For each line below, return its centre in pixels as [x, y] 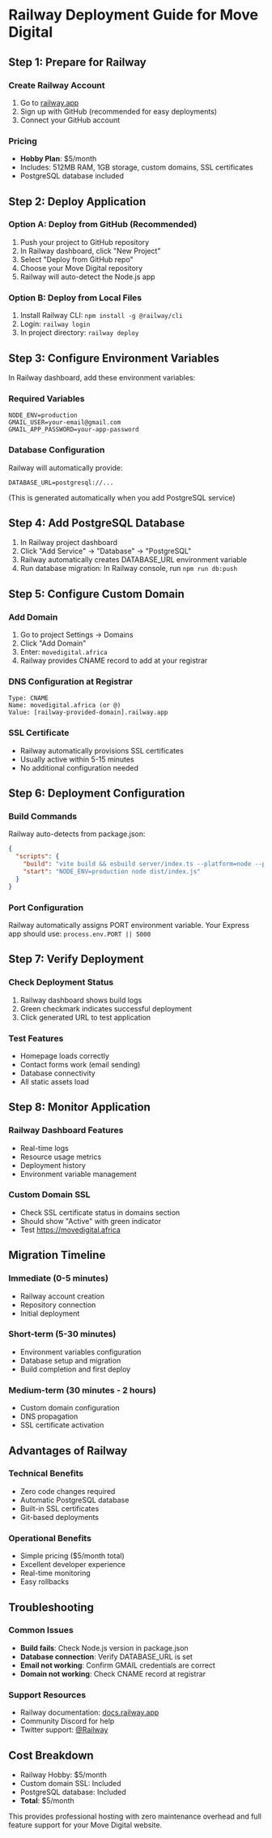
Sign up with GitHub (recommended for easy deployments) [118, 111]
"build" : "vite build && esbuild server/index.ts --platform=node [137, 864]
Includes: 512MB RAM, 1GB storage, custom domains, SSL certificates [136, 167]
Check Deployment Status [61, 982]
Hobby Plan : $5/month [58, 159]
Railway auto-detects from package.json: [77, 834]
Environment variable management [79, 1174]
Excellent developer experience [72, 1565]
